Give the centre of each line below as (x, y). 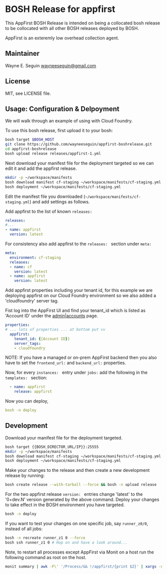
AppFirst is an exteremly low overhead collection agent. (62, 38)
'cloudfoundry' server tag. (32, 301)
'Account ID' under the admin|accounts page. (52, 316)
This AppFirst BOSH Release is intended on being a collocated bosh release (83, 23)
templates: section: (26, 378)
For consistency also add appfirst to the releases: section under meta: (78, 244)
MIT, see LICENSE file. (28, 93)
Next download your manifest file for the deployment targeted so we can (80, 163)
